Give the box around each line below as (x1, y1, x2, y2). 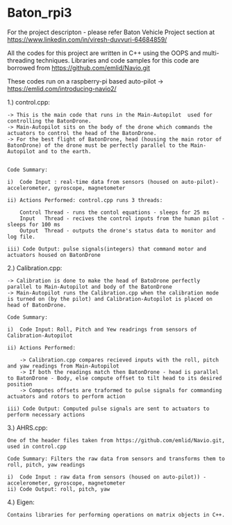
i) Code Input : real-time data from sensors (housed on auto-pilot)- (7, 178, 219, 185)
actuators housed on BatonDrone (7, 251, 101, 258)
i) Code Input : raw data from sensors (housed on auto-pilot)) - (7, 473, 207, 480)
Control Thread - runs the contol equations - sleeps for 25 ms (19, 209, 210, 216)
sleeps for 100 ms (7, 221, 60, 228)
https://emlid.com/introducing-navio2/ (7, 84, 117, 93)
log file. (7, 233, 36, 240)
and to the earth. (38, 148, 92, 155)
